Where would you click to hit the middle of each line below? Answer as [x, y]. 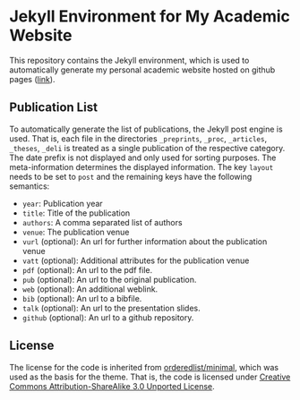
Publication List [54, 108]
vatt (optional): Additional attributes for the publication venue [136, 260]
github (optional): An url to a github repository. [108, 317]
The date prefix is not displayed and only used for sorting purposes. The [143, 157]
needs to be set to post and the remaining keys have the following [131, 176]
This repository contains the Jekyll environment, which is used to [129, 60]
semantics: [30, 186]
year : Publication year [62, 203]
